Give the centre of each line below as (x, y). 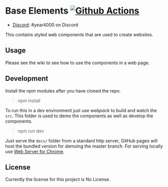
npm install (29, 101)
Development (27, 79)
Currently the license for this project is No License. (58, 179)
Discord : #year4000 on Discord (45, 25)
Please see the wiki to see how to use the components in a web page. (77, 63)
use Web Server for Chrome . (35, 151)
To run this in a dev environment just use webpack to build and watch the (81, 110)
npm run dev (31, 131)
